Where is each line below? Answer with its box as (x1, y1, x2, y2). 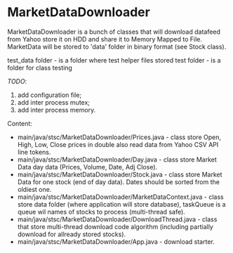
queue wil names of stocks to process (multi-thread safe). (17, 207, 186, 216)
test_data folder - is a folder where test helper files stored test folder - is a (7, 56, 221, 64)
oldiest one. (17, 185, 52, 193)
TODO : (7, 77, 27, 85)
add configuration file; (17, 91, 82, 99)
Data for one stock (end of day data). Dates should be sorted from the (17, 177, 220, 186)
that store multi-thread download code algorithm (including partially (17, 222, 214, 231)
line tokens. (17, 148, 51, 156)
